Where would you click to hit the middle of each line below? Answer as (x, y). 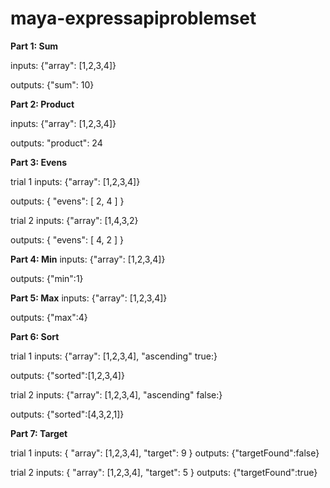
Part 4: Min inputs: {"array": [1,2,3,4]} (88, 259)
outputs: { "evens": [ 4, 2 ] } (67, 239)
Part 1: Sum (34, 46)
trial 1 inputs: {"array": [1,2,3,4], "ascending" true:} (114, 356)
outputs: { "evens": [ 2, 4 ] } (67, 201)
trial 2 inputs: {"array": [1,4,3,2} (74, 220)
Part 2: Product (42, 104)
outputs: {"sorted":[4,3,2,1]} (67, 414)
